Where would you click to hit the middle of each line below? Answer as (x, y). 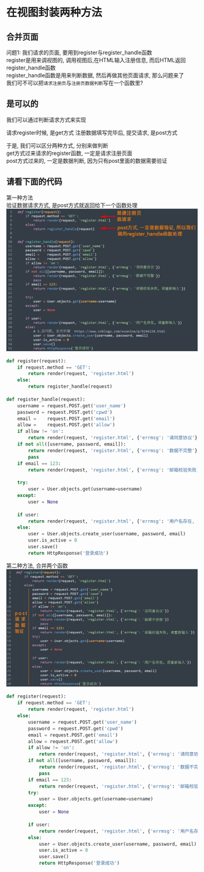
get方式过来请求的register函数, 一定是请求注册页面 (69, 153)
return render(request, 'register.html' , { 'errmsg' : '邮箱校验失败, (114, 470)
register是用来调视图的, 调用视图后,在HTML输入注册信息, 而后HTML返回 (96, 60)
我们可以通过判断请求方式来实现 (46, 120)
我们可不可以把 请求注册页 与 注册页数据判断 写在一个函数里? (75, 83)
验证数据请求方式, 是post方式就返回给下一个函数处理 (72, 205)
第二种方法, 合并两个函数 (37, 565)
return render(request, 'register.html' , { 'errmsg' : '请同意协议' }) (114, 438)
